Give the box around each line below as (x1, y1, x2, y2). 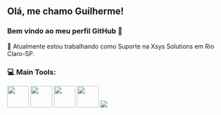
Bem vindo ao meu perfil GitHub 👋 (7, 26, 123, 36)
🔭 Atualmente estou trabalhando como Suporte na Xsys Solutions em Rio (7, 42, 215, 51)
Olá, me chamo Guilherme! (7, 6, 124, 17)
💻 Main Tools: (7, 67, 57, 77)
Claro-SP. (7, 49, 35, 57)
